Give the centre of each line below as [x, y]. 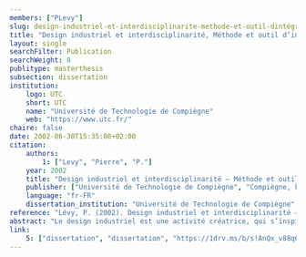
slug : [20, 26]
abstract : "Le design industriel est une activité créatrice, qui [138, 221]
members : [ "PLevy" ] [46, 18]
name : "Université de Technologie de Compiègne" [120, 111]
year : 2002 [46, 170]
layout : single [38, 43]
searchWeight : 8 [40, 60]
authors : [42, 153]
